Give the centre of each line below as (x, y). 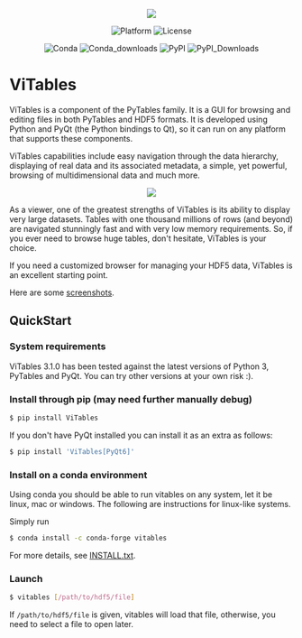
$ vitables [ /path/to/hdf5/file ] (72, 597)
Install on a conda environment (78, 475)
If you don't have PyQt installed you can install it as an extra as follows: (141, 435)
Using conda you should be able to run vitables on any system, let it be (141, 494)
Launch (26, 578)
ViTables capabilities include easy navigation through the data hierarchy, (144, 156)
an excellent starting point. (59, 274)
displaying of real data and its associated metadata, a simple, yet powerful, (148, 165)
